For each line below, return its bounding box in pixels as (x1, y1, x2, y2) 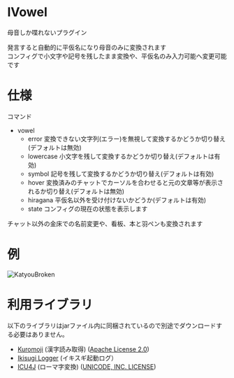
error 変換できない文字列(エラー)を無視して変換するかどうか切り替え (27, 134, 226, 143)
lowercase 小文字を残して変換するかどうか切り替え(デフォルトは (27, 152, 214, 160)
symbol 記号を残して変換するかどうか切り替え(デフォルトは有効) (27, 169, 214, 178)
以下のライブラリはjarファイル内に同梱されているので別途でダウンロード (7, 321, 217, 330)
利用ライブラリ (7, 297, 94, 312)
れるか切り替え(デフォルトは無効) (27, 187, 124, 195)
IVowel (7, 4, 47, 20)
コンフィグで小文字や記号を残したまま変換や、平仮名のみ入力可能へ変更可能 (7, 52, 227, 60)
